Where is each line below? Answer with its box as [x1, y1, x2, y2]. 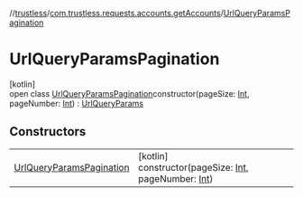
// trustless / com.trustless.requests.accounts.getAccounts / [9, 8, 224, 18]
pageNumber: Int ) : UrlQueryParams [9, 98, 144, 108]
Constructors [9, 124, 87, 139]
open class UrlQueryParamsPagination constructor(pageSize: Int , [9, 88, 250, 98]
